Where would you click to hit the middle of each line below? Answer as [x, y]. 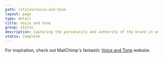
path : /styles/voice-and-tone [36, 9]
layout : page [18, 14]
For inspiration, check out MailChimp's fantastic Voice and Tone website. [78, 50]
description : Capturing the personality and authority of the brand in [79, 32]
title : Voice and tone [28, 23]
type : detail [18, 18]
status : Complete [23, 37]
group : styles [19, 28]
